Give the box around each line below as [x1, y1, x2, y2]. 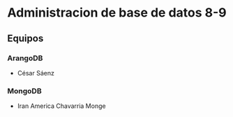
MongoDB [7, 86, 42, 96]
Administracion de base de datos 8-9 [7, 5, 227, 21]
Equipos [7, 33, 44, 44]
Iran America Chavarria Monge [17, 102, 106, 110]
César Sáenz [17, 69, 54, 77]
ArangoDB [7, 53, 43, 63]
